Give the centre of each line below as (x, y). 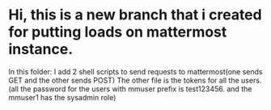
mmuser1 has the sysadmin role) (62, 97)
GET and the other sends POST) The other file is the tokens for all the (124, 80)
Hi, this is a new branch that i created (135, 15)
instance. (41, 49)
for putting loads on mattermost (118, 32)
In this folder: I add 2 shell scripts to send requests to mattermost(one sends (135, 71)
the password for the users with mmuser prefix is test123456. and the (136, 89)
